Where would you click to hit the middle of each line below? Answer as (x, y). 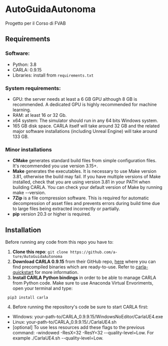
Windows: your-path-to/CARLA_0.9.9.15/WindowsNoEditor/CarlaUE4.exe (88, 317)
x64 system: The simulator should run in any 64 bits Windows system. (85, 120)
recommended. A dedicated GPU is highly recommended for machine (85, 104)
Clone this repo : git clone (40, 252)
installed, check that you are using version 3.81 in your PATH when (81, 182)
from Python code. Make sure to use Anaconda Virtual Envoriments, (83, 283)
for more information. (57, 272)
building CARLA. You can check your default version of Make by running (87, 187)
